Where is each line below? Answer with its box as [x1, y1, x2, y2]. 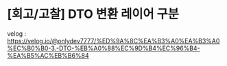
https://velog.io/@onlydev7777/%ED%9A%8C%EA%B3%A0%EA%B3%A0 [7, 36, 220, 45]
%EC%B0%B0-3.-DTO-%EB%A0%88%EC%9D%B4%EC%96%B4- [7, 44, 200, 52]
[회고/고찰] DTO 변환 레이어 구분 [7, 6, 180, 22]
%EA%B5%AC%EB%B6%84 [7, 51, 89, 59]
